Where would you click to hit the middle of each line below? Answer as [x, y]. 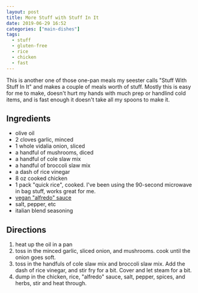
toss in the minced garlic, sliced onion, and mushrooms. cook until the [103, 251]
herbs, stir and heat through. [51, 283]
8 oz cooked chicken [41, 178]
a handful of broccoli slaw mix [53, 165]
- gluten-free [29, 46]
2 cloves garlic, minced [44, 140]
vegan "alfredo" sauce [43, 198]
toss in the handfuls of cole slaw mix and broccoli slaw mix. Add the [100, 264]
